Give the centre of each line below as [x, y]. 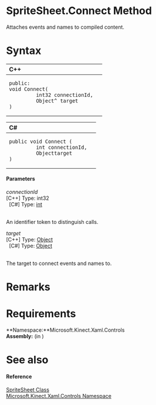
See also [27, 360]
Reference [19, 376]
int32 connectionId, [65, 95]
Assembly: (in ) [25, 336]
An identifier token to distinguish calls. [52, 222]
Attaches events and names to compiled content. [65, 27]
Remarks [28, 287]
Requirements [41, 314]
